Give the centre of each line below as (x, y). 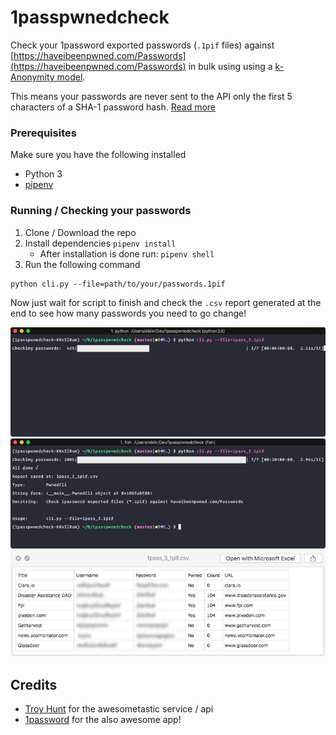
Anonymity (32, 77)
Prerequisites (43, 133)
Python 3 (43, 174)
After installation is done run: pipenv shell (127, 253)
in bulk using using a (230, 66)
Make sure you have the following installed (98, 155)
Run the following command (82, 264)
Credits (34, 684)
